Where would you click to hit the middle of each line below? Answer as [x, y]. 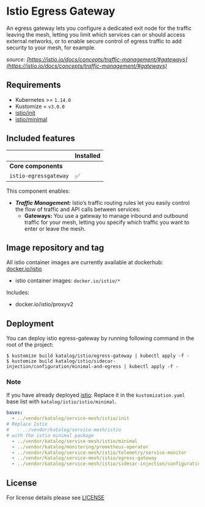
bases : [15, 413]
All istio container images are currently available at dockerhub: [85, 262]
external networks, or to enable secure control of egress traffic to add [94, 41]
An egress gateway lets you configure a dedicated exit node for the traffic [99, 28]
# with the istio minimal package [50, 435]
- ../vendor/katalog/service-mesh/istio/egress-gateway [84, 458]
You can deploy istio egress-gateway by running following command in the [100, 338]
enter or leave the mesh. [55, 228]
